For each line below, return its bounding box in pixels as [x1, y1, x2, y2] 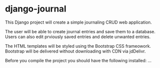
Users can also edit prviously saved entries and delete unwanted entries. [5, 34, 151, 40]
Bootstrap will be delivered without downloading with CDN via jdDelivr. [5, 48, 146, 54]
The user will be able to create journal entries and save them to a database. [5, 28, 156, 34]
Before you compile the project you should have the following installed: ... [5, 57, 152, 63]
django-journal [5, 3, 66, 14]
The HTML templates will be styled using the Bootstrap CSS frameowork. [5, 43, 151, 49]
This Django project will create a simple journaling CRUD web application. [5, 19, 152, 25]
